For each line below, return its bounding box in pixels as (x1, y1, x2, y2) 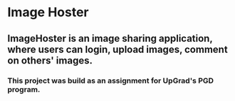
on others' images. (7, 54, 93, 66)
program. (7, 84, 41, 94)
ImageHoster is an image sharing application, (7, 32, 213, 44)
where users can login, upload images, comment (7, 43, 228, 55)
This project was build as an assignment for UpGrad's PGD (7, 76, 214, 85)
